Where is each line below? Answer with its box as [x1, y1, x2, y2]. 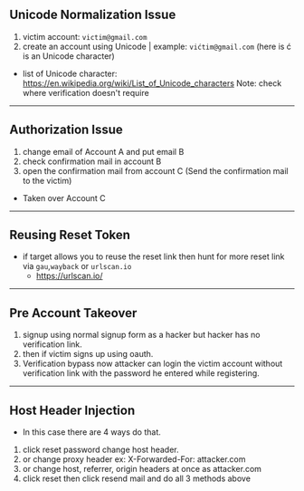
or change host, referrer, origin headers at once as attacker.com [22, 464, 262, 475]
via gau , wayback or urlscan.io [22, 261, 132, 272]
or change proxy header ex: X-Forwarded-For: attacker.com [22, 454, 246, 465]
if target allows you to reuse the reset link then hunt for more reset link [22, 251, 285, 262]
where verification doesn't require [22, 87, 149, 98]
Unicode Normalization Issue [9, 7, 176, 23]
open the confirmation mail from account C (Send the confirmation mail [22, 165, 289, 176]
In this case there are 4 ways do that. [22, 427, 161, 438]
